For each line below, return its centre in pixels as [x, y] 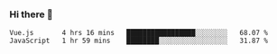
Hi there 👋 [32, 14]
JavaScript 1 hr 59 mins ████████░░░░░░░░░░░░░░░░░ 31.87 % [139, 41]
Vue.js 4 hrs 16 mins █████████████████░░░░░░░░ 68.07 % [139, 33]
